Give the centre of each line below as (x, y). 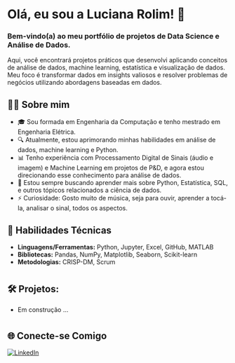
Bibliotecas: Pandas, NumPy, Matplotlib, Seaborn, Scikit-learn (107, 254)
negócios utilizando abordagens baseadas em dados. (85, 83)
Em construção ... (43, 309)
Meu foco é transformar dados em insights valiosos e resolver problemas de (117, 75)
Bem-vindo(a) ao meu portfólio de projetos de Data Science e (113, 36)
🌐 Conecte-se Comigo (57, 336)
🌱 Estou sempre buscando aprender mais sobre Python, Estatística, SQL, (122, 183)
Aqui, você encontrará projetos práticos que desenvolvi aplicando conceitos (117, 60)
